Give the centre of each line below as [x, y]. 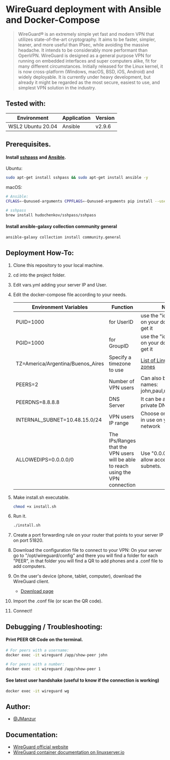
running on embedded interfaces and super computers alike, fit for [87, 61]
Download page [37, 591]
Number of [122, 381]
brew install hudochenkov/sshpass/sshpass [51, 215]
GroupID [119, 346]
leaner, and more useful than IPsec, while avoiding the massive [83, 44]
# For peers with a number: [35, 664]
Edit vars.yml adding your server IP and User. [60, 284]
